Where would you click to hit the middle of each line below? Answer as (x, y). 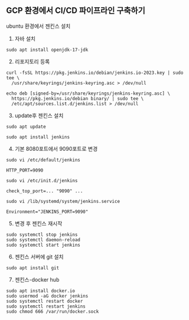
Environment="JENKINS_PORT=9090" (47, 212)
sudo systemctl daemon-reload (43, 240)
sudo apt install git (33, 268)
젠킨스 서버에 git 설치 (39, 257)
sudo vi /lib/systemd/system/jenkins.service (63, 201)
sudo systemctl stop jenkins (42, 235)
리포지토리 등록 (32, 62)
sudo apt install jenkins (38, 137)
